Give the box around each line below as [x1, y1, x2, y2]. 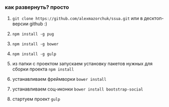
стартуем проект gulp [12, 96, 61, 102]
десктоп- [144, 15, 164, 22]
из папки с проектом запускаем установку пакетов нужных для [12, 61, 153, 67]
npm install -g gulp [12, 51, 57, 57]
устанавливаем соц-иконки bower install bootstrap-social [12, 86, 143, 92]
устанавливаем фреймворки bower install [12, 76, 106, 82]
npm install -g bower [12, 42, 59, 47]
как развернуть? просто [5, 4, 69, 11]
